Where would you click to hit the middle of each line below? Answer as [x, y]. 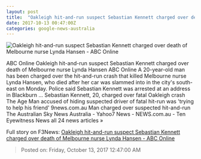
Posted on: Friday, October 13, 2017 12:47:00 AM [81, 150]
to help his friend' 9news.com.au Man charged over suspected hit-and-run [98, 108]
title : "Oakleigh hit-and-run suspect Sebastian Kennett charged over [97, 17]
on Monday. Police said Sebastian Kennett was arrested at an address [104, 89]
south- [185, 82]
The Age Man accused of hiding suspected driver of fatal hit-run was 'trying [100, 102]
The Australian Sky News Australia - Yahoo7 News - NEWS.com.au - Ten [96, 114]
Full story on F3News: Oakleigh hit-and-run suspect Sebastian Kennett [93, 132]
